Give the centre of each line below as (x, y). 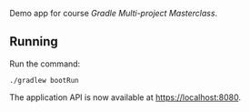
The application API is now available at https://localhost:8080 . (125, 97)
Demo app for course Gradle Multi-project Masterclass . (114, 13)
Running (34, 41)
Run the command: (45, 64)
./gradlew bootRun (44, 80)
